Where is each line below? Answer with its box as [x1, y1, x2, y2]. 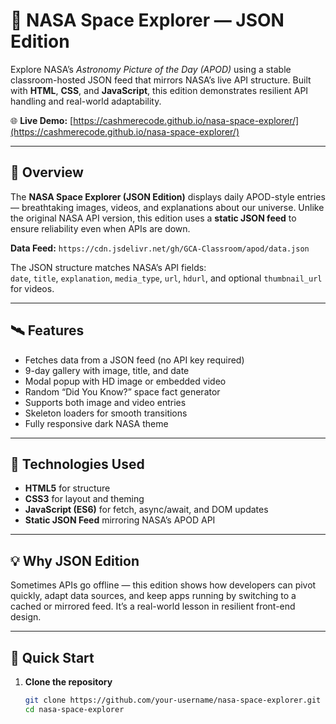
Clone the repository [24, 676, 113, 688]
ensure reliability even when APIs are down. [10, 222, 191, 234]
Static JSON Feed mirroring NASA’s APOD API [24, 514, 216, 526]
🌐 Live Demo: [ [10, 114, 74, 126]
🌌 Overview [10, 164, 84, 181]
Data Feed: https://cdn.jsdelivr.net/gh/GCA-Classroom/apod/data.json [10, 242, 310, 254]
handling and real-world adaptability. [10, 95, 162, 107]
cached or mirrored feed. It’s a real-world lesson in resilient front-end [10, 600, 296, 613]
